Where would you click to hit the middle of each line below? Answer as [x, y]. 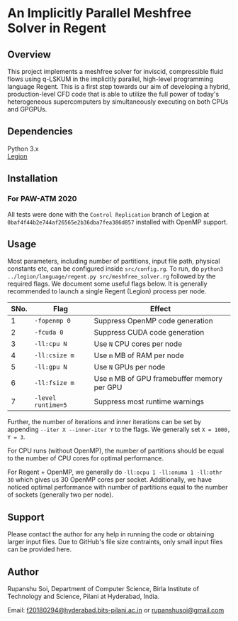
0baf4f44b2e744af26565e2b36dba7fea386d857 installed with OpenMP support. [118, 222]
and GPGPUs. [27, 109]
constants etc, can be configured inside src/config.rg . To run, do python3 [115, 269]
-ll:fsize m [54, 383]
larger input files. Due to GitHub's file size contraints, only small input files [115, 542]
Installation [33, 179]
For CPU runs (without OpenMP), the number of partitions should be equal [116, 451]
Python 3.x [23, 148]
